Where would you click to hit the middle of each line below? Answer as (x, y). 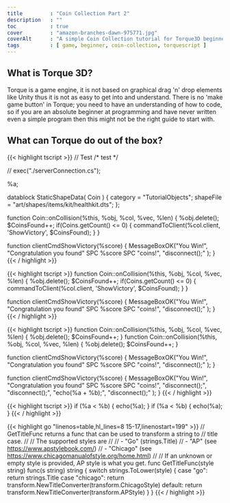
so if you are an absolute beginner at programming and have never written (112, 111)
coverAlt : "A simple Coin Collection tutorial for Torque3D (104, 39)
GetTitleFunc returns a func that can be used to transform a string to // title (112, 434)
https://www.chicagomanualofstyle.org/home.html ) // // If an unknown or (110, 456)
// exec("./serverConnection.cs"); (54, 170)
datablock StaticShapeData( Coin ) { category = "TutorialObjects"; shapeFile (115, 197)
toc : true (38, 26)
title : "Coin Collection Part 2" (68, 13)
